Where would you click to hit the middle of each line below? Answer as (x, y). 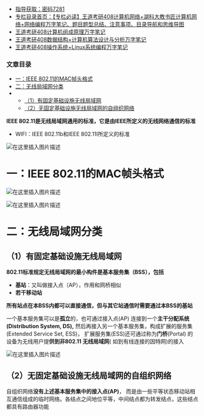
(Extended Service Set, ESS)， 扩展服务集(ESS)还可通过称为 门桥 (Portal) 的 (100, 334)
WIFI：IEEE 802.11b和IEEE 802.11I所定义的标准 (72, 134)
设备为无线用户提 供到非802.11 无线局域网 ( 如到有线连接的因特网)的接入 (95, 342)
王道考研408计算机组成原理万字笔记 (60, 32)
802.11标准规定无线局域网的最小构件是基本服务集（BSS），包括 (85, 272)
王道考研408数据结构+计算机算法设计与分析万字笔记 (81, 39)
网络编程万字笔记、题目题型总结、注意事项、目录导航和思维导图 (104, 24)
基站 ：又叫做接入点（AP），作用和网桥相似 (68, 285)
